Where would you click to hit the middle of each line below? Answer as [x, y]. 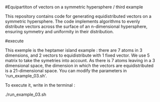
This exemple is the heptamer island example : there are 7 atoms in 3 [74, 50]
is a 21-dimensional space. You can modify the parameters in [66, 71]
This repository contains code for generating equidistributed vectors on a [78, 16]
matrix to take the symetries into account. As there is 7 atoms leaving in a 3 [80, 60]
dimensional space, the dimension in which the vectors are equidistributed [79, 65]
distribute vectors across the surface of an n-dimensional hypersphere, [76, 26]
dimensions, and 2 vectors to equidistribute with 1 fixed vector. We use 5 [78, 55]
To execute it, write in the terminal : [40, 85]
